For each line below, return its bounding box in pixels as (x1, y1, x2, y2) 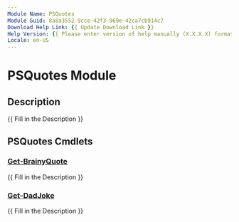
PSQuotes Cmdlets (7, 135, 93, 147)
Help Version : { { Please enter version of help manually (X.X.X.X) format (7, 30, 234, 38)
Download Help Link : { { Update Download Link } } (7, 23, 154, 31)
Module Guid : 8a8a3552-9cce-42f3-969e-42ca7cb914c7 (7, 17, 164, 24)
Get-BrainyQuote (7, 157, 68, 166)
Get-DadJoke (7, 190, 55, 200)
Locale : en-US (7, 37, 50, 44)
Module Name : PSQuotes (7, 10, 75, 18)
